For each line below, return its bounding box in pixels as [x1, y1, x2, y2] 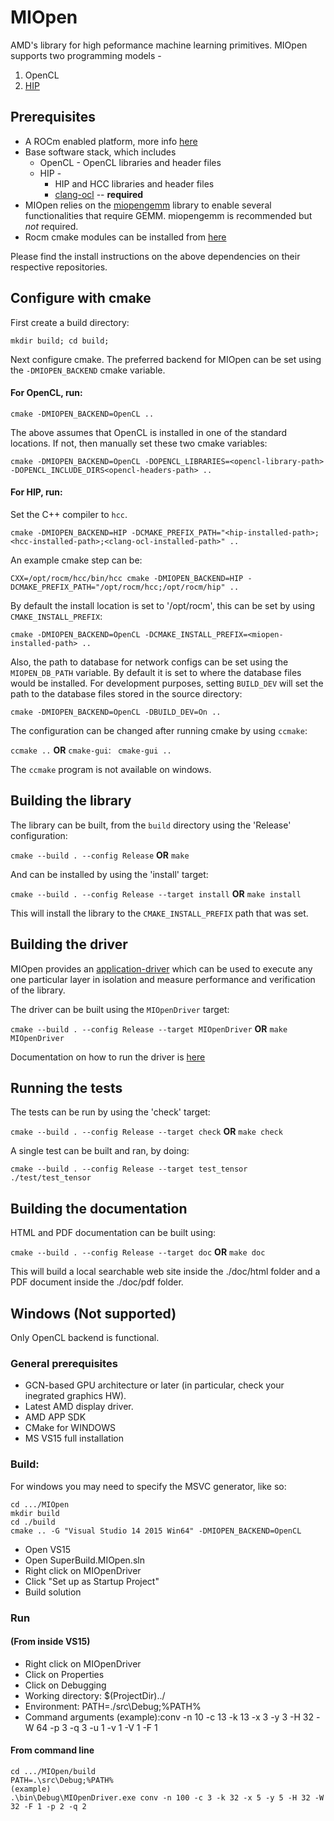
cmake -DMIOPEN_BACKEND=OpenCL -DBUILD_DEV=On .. [10, 707, 222, 717]
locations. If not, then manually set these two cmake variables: [10, 437, 268, 449]
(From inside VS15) [10, 1636, 91, 1648]
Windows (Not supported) [10, 1305, 177, 1322]
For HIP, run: [10, 486, 63, 498]
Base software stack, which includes [24, 146, 177, 158]
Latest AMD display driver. [24, 1401, 134, 1413]
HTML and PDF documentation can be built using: [10, 1227, 217, 1239]
